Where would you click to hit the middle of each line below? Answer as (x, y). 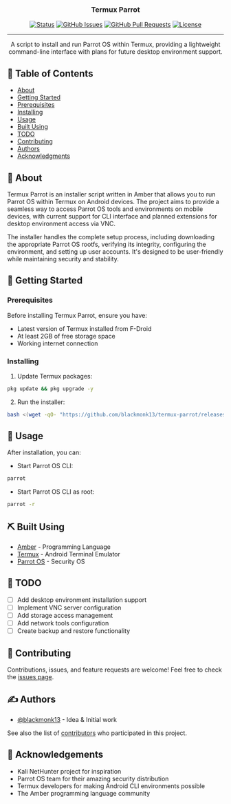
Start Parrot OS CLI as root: (56, 492)
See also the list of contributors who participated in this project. (97, 733)
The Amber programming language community (84, 793)
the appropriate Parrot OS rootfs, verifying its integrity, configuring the (107, 244)
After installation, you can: (44, 452)
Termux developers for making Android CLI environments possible (111, 786)
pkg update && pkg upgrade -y (51, 389)
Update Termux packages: (55, 376)
